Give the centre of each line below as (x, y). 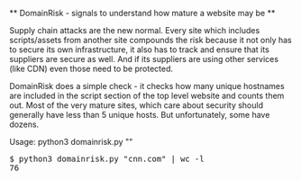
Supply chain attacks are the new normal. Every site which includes (135, 30)
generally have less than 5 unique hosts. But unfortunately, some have (140, 115)
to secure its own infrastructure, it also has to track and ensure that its (140, 49)
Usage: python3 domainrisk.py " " (71, 142)
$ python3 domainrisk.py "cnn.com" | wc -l (107, 159)
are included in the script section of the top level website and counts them (147, 95)
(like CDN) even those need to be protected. (91, 68)
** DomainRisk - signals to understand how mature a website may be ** (142, 13)
